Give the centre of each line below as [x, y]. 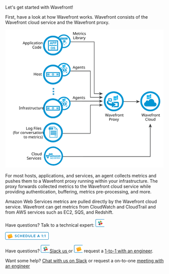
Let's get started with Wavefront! [39, 7]
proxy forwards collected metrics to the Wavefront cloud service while [78, 186]
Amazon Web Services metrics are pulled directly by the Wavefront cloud [81, 201]
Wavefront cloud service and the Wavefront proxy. [57, 22]
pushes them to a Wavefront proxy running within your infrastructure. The [81, 181]
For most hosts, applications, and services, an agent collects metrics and [81, 176]
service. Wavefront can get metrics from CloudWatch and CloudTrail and [80, 207]
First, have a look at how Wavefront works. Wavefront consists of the [77, 17]
